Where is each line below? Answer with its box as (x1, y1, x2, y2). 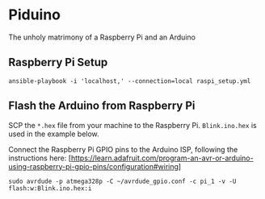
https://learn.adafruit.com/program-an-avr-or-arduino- (70, 153, 254, 163)
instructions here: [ (8, 153, 71, 163)
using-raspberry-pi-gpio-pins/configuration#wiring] (8, 161, 182, 171)
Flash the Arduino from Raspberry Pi (8, 99, 196, 113)
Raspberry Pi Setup (8, 56, 108, 69)
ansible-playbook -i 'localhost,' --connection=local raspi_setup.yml (8, 77, 251, 85)
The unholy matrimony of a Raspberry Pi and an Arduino (8, 32, 196, 42)
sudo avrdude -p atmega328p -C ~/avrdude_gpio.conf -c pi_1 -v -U (8, 177, 237, 185)
